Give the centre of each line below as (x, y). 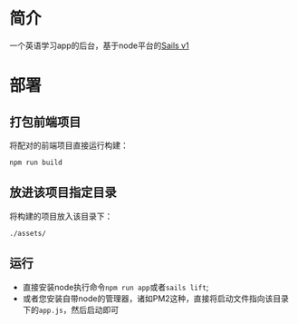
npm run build (36, 162)
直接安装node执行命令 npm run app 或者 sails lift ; (115, 287)
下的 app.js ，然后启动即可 (71, 309)
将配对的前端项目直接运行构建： (69, 145)
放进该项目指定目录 (63, 193)
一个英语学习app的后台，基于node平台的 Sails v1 (99, 45)
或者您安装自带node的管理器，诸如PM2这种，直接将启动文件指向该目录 (156, 298)
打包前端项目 (45, 122)
